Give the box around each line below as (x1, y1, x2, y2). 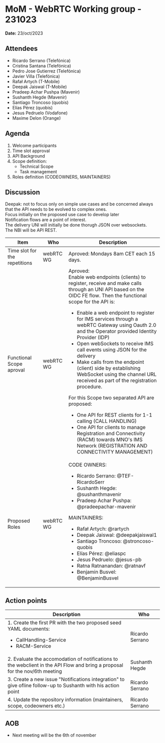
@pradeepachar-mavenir (77, 503, 136, 510)
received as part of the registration (77, 377, 157, 384)
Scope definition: (12, 158, 47, 164)
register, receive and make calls (68, 280, 142, 287)
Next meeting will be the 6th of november (12, 732, 97, 738)
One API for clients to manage (77, 424, 146, 431)
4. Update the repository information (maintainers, (7, 696, 123, 703)
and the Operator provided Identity (77, 328, 157, 335)
